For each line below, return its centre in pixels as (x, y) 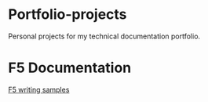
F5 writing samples (39, 89)
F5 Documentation (70, 68)
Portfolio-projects (68, 15)
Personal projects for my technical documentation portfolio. (104, 36)
